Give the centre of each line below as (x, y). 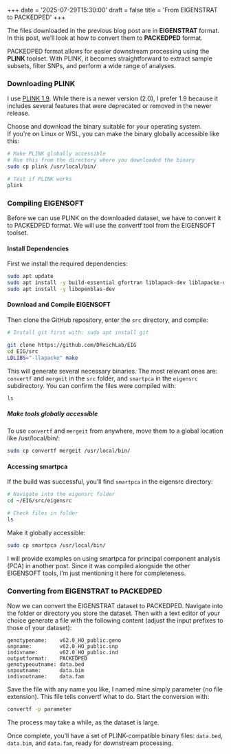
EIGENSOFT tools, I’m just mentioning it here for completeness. (97, 573)
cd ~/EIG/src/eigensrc (40, 501)
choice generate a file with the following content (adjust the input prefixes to (115, 621)
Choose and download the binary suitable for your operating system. (104, 127)
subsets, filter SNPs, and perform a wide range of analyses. (92, 66)
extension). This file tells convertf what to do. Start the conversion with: (108, 697)
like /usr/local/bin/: (34, 438)
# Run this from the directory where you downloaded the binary (101, 160)
